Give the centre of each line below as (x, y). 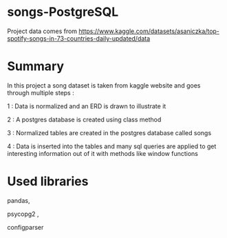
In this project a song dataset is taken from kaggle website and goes (104, 85)
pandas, (19, 200)
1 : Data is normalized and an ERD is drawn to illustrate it (87, 106)
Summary (35, 67)
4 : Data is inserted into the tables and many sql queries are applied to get (112, 146)
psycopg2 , (23, 214)
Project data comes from (42, 31)
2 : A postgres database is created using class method (84, 119)
